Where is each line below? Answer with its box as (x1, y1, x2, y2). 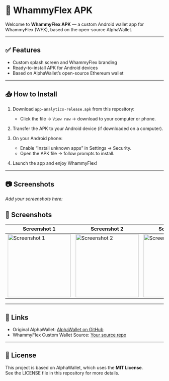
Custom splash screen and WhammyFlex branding (12, 59, 117, 65)
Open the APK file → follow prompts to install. (20, 150, 115, 156)
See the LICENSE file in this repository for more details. (5, 370, 120, 376)
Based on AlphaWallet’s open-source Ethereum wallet (12, 70, 124, 76)
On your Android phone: (12, 135, 63, 141)
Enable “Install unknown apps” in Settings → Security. (20, 145, 132, 151)
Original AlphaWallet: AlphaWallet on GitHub (12, 327, 104, 332)
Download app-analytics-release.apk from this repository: (12, 106, 135, 112)
